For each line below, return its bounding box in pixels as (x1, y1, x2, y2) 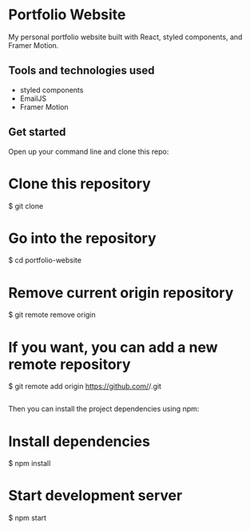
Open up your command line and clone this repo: (8, 147, 169, 156)
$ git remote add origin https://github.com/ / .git (8, 382, 162, 391)
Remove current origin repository (8, 283, 234, 302)
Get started (8, 126, 66, 139)
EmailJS (19, 94, 47, 103)
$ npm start (8, 513, 46, 523)
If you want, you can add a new (8, 338, 218, 356)
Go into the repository (8, 229, 157, 247)
